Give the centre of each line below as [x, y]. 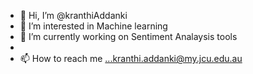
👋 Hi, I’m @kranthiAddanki [73, 15]
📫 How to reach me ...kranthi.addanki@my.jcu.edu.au [131, 58]
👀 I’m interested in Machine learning [93, 26]
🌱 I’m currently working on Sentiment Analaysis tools [128, 36]
